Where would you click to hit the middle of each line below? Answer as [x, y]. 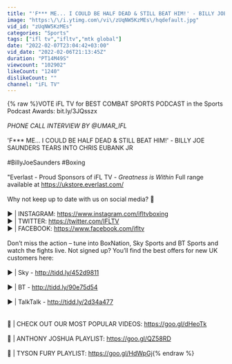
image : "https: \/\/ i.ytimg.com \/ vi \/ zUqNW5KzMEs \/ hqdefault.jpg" [103, 20]
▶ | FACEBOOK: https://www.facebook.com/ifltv [76, 229]
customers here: [30, 258]
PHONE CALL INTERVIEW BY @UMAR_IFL [67, 126]
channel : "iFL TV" [33, 84]
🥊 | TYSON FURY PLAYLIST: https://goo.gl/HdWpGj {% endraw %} [101, 354]
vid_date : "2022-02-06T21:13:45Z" [57, 52]
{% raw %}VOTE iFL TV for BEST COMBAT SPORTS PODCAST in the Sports [115, 104]
